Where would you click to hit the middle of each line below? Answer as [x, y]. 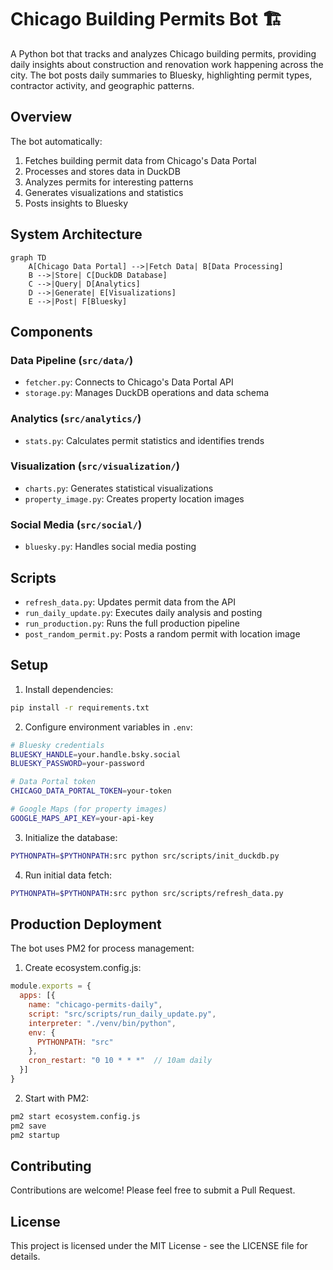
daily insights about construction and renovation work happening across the [167, 64]
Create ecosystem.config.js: [83, 968]
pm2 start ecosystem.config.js [75, 1116]
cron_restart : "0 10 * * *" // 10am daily [120, 1061]
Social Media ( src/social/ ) [76, 524]
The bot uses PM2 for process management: [102, 948]
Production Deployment [86, 924]
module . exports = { [51, 986]
